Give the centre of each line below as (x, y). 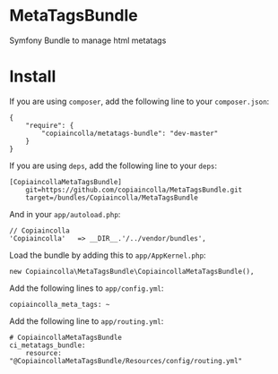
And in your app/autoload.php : (65, 214)
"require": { (50, 125)
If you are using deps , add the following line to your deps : (113, 166)
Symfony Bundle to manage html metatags (88, 40)
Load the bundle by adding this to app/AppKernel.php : (108, 255)
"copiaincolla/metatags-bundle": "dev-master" (130, 133)
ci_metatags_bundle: (48, 345)
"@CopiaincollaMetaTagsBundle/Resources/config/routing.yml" (126, 361)
